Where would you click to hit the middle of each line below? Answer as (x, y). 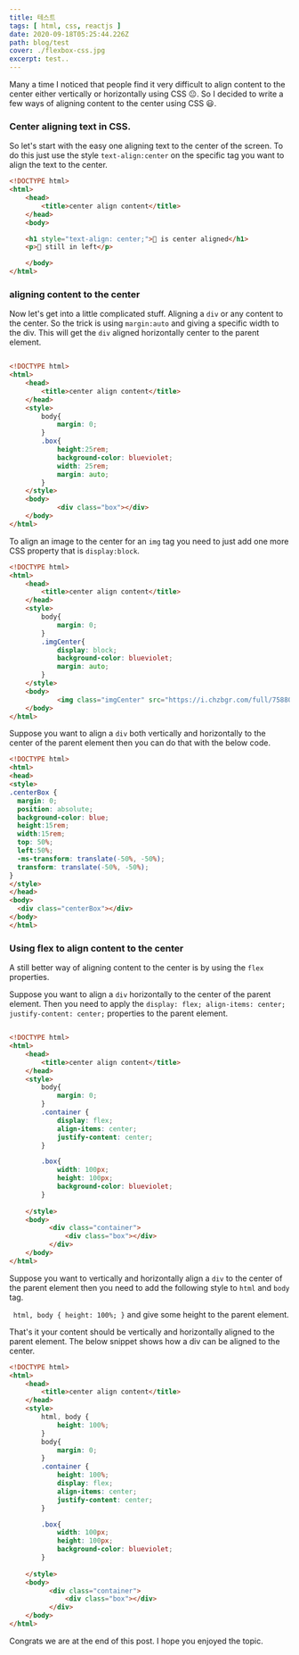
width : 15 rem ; (41, 834)
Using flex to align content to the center (97, 948)
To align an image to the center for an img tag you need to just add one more (149, 541)
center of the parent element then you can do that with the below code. (140, 743)
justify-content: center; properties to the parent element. (119, 1013)
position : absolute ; (55, 809)
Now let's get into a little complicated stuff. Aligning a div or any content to (146, 314)
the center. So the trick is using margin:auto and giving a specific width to (144, 323)
